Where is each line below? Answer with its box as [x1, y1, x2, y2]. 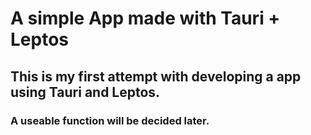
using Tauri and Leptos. [10, 83, 161, 101]
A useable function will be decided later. [10, 113, 210, 127]
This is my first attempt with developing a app [10, 68, 302, 85]
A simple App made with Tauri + [10, 7, 281, 30]
